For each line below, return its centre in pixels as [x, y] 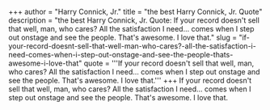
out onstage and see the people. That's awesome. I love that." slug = [122, 37]
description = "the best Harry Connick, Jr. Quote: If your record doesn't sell [134, 20]
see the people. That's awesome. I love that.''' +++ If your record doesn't [130, 80]
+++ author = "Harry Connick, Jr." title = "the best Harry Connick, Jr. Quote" [135, 12]
